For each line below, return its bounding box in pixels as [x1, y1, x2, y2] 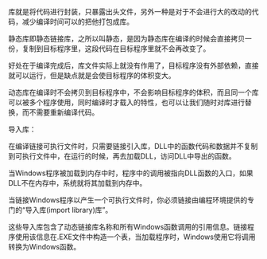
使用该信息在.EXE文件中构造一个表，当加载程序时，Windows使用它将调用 [14, 232, 256, 241]
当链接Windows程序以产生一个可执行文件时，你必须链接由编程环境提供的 [8, 195, 248, 205]
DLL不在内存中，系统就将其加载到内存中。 [8, 179, 147, 187]
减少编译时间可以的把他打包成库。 [21, 17, 133, 26]
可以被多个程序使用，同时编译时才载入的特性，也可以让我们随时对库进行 [8, 98, 245, 107]
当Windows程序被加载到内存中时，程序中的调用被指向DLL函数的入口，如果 [8, 168, 253, 178]
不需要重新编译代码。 [29, 108, 99, 117]
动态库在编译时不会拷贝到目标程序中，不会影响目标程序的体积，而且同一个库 [8, 88, 259, 97]
